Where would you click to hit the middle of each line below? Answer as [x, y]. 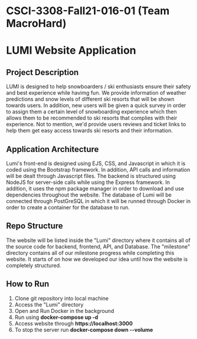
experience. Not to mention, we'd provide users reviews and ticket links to [96, 124]
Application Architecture [52, 149]
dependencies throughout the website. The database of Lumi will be [89, 195]
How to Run [28, 284]
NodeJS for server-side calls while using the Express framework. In [88, 182]
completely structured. [34, 265]
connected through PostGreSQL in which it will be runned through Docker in [98, 201]
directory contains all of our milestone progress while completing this [90, 253]
